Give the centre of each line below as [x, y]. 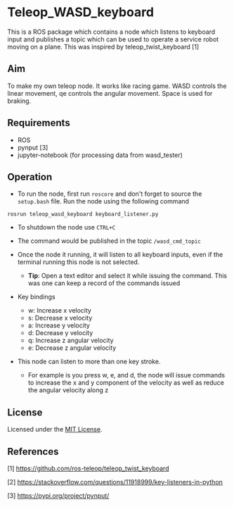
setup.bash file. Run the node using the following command [103, 201]
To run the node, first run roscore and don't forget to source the [110, 194]
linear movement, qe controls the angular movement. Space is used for [110, 93]
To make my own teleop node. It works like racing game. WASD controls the [117, 86]
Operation [30, 177]
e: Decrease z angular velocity [72, 348]
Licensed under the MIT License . [55, 430]
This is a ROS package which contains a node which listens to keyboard [111, 32]
